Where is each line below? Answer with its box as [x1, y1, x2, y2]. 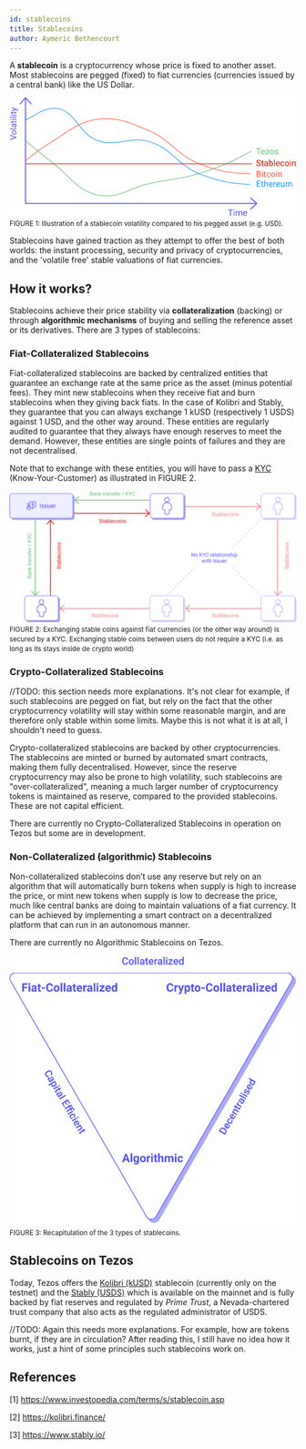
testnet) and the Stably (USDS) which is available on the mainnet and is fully [9, 1287, 295, 1298]
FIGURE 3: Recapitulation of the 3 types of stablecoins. [9, 1228, 181, 1238]
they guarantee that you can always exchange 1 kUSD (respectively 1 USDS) [9, 406, 295, 418]
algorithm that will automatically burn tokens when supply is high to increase [9, 881, 297, 892]
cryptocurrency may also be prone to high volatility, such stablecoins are [9, 771, 282, 782]
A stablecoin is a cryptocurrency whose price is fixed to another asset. [9, 60, 277, 71]
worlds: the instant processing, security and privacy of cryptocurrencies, [9, 245, 283, 256]
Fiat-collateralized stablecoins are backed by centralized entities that [9, 368, 269, 379]
